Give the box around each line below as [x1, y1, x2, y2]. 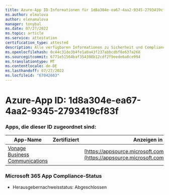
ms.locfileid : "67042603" [5, 73, 59, 78]
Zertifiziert [52, 137, 79, 144]
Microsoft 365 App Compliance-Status [5, 172, 102, 179]
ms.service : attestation [5, 36, 57, 41]
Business [8, 151, 29, 158]
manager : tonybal [5, 21, 42, 27]
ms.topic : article [5, 31, 44, 36]
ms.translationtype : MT [5, 59, 55, 64]
